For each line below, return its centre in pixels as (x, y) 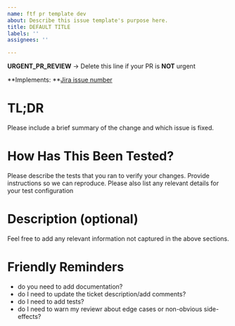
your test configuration (40, 190)
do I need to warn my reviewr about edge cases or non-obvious (110, 309)
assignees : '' (28, 40)
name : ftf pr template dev (47, 14)
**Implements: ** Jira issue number (60, 80)
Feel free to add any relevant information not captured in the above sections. (118, 238)
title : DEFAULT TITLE (39, 27)
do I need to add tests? (51, 301)
